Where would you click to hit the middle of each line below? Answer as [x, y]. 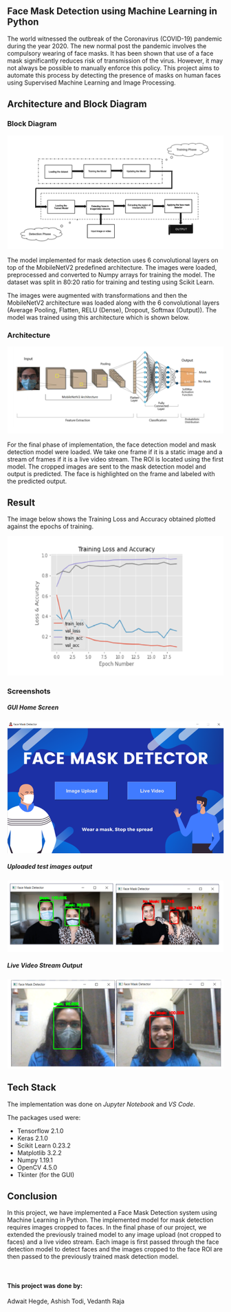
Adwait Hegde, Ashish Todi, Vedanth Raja [66, 1301]
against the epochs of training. [51, 526]
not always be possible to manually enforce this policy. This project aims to [113, 67]
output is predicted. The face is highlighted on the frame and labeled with [111, 473]
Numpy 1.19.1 [35, 1160]
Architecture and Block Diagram [77, 104]
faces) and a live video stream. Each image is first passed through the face [113, 1242]
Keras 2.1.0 [32, 1138]
